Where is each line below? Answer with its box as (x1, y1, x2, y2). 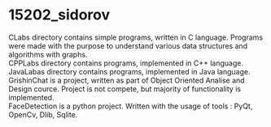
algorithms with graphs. (8, 49, 88, 59)
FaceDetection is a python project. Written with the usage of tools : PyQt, (8, 101, 253, 111)
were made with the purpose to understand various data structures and (8, 40, 248, 50)
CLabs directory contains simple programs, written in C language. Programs (8, 32, 263, 42)
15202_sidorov (8, 6, 111, 24)
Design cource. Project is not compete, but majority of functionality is (8, 83, 242, 94)
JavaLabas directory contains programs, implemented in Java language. (8, 66, 251, 76)
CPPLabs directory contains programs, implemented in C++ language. (8, 58, 244, 68)
